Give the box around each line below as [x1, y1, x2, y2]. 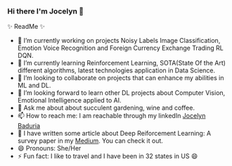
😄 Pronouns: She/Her [17, 144, 82, 153]
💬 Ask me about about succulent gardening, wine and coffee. [17, 103, 195, 112]
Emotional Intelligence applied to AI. [17, 96, 122, 105]
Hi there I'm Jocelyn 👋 [7, 6, 84, 16]
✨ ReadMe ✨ [7, 23, 46, 31]
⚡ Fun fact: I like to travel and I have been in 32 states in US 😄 [17, 152, 198, 160]
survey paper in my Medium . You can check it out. [17, 136, 164, 145]
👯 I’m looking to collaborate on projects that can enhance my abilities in [17, 74, 224, 82]
